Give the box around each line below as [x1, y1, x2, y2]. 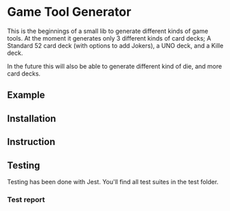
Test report [7, 195, 45, 204]
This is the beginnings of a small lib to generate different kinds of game [7, 27, 209, 35]
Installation [7, 113, 56, 124]
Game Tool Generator [7, 4, 132, 20]
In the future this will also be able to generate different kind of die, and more [7, 62, 222, 70]
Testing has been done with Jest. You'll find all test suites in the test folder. [7, 177, 219, 186]
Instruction [7, 136, 56, 148]
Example [7, 89, 45, 101]
